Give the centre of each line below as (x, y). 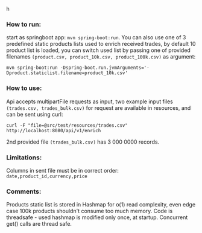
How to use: (24, 88)
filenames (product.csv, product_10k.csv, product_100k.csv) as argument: (101, 57)
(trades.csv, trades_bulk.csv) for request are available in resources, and (99, 107)
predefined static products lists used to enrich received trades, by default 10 (101, 44)
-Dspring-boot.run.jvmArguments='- (105, 68)
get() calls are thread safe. (39, 224)
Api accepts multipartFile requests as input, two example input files (90, 101)
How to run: (24, 24)
